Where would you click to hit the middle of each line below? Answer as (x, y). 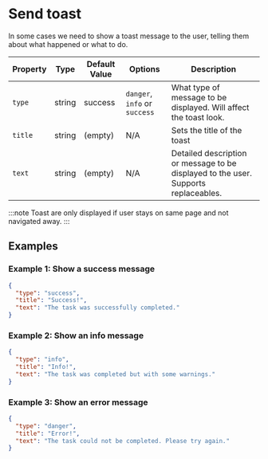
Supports (188, 182)
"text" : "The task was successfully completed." (98, 308)
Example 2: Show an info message (76, 335)
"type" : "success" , (48, 293)
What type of (196, 87)
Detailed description (209, 153)
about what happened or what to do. (68, 44)
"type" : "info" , (42, 359)
